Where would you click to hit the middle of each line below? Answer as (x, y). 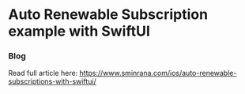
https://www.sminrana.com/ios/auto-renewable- (158, 73)
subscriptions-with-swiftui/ (52, 81)
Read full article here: (43, 73)
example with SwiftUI (79, 31)
